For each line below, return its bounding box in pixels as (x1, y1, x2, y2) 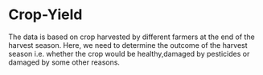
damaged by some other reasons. (8, 57, 121, 67)
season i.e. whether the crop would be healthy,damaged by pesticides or (8, 49, 250, 58)
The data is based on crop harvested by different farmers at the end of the (8, 32, 255, 41)
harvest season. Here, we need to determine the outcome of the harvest (8, 40, 248, 49)
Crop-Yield (8, 6, 83, 24)
